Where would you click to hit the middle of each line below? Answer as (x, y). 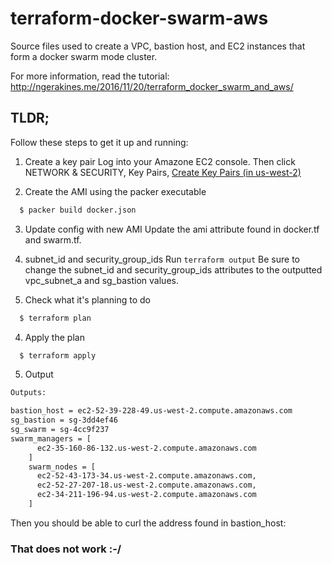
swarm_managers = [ (51, 438)
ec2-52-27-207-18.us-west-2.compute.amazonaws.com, (146, 485)
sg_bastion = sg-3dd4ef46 (64, 420)
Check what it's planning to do (87, 299)
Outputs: (28, 393)
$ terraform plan (55, 318)
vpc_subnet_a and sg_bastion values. (101, 280)
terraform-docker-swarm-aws (139, 18)
